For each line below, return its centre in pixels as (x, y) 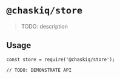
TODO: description (45, 26)
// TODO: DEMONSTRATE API (39, 70)
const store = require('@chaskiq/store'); (61, 60)
